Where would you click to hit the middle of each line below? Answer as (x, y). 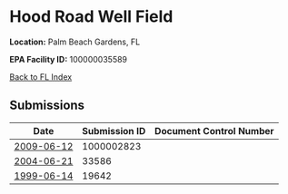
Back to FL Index (41, 77)
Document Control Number (214, 131)
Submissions (47, 106)
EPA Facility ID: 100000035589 (69, 59)
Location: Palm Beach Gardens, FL (75, 42)
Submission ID (114, 131)
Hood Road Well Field (91, 17)
